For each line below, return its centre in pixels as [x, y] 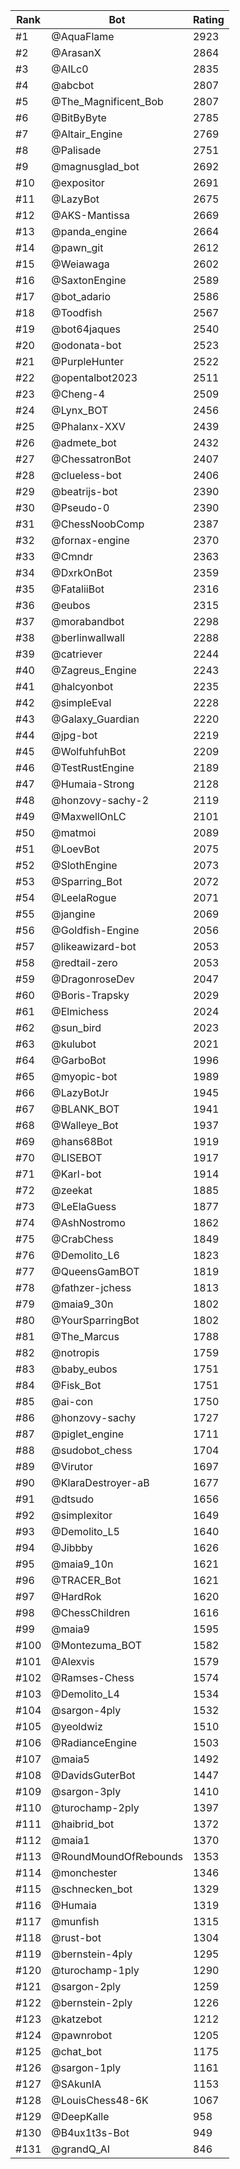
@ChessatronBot [91, 459]
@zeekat [72, 1190]
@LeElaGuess [84, 1206]
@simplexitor [82, 1515]
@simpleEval [81, 702]
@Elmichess [80, 1011]
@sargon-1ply [86, 2067]
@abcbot [73, 85]
